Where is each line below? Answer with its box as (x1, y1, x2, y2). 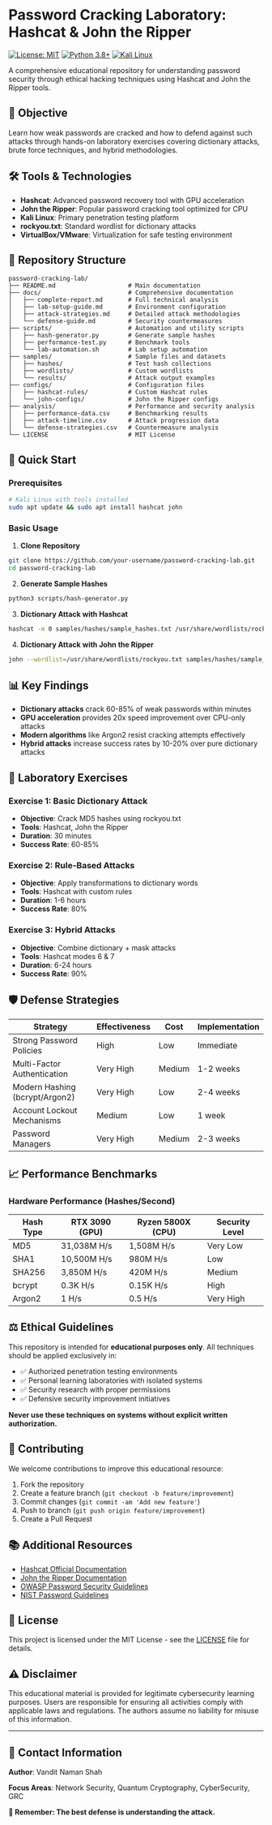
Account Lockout (12, 1105, 78, 1117)
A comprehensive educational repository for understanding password (8, 65, 240, 75)
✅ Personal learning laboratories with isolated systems (19, 1375, 203, 1385)
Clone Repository (19, 541, 81, 551)
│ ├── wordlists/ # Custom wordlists (8, 367, 194, 375)
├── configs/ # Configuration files (8, 381, 205, 390)
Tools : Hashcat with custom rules (19, 887, 133, 897)
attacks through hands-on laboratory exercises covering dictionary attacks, (8, 136, 261, 146)
